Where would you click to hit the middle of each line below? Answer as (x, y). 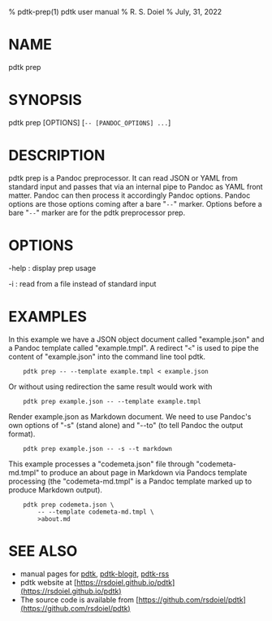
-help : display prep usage (52, 268)
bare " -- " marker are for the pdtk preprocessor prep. (97, 212)
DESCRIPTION (57, 156)
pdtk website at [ (48, 582)
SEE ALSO (43, 551)
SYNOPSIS (45, 100)
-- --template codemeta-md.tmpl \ (96, 512)
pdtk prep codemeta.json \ (69, 505)
